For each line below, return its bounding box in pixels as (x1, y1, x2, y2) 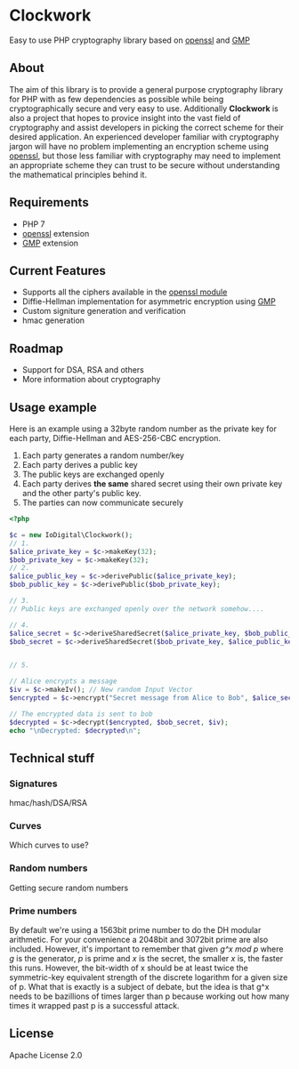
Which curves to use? (9, 840, 89, 850)
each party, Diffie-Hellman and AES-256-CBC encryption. (9, 433, 221, 443)
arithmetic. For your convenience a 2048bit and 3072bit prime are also (9, 935, 269, 945)
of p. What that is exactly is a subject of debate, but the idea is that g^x (9, 982, 270, 993)
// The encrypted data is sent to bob (9, 709, 153, 719)
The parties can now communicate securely (21, 497, 184, 508)
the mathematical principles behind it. (9, 169, 148, 180)
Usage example (9, 399, 98, 414)
